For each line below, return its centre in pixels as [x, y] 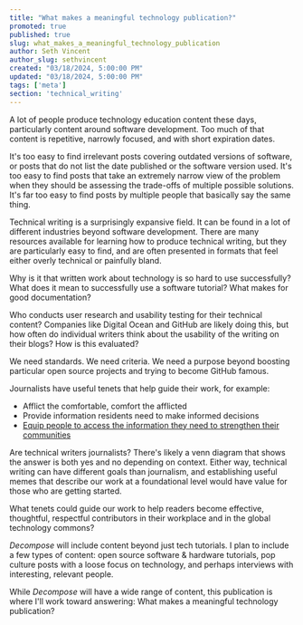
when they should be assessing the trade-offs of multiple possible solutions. [151, 185]
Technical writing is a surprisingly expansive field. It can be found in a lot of [150, 222]
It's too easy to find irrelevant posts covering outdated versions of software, [151, 156]
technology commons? [52, 527]
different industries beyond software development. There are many [134, 231]
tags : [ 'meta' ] [38, 85]
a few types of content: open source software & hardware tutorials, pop [142, 554]
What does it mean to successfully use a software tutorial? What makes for [149, 287]
